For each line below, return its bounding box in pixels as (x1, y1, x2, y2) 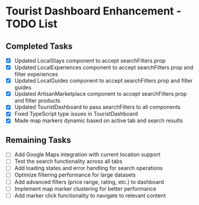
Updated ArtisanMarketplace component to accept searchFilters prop (14, 90, 187, 98)
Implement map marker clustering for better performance (14, 185, 157, 192)
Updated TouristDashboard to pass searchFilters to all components (14, 104, 181, 111)
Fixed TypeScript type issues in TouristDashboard (14, 110, 138, 118)
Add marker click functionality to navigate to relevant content (14, 192, 166, 199)
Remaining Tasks (5, 134, 72, 145)
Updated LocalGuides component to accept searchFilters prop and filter (14, 77, 193, 84)
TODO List (5, 17, 58, 31)
